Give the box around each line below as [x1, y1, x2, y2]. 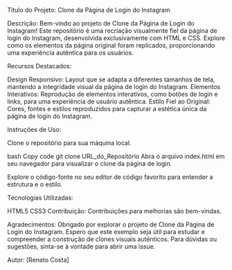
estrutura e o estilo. [7, 180, 63, 189]
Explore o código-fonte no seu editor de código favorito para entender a [7, 173, 213, 181]
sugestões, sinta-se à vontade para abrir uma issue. [7, 242, 156, 251]
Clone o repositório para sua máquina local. [7, 139, 132, 147]
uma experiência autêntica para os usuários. [7, 48, 134, 57]
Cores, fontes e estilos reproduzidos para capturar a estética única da [7, 105, 207, 113]
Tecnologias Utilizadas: [7, 193, 74, 202]
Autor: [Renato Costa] [7, 255, 69, 264]
